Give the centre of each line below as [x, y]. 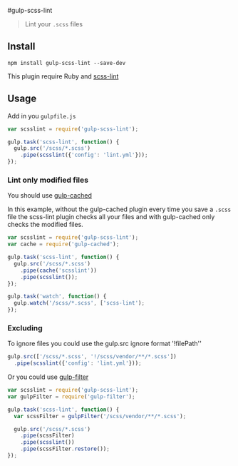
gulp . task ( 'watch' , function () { [57, 297]
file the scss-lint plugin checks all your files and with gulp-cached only [111, 217]
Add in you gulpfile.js [42, 116]
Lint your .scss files [54, 24]
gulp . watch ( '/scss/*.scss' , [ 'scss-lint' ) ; [79, 303]
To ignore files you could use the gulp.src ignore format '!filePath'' [104, 344]
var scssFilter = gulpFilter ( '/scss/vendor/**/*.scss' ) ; [100, 416]
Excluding [25, 328]
